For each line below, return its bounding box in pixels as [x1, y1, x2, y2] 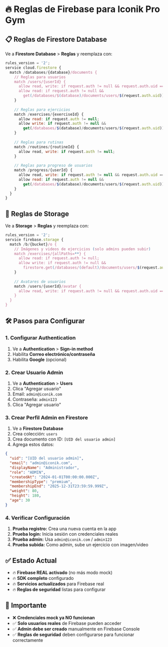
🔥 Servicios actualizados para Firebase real [12, 580, 104, 587]
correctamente [12, 637, 43, 643]
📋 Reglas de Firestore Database [5, 35, 107, 44]
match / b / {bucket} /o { [9, 242, 57, 247]
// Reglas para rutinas [14, 139, 64, 145]
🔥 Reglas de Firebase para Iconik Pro [5, 4, 160, 15]
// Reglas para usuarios [14, 74, 66, 80]
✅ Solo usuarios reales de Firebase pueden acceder [12, 620, 121, 626]
